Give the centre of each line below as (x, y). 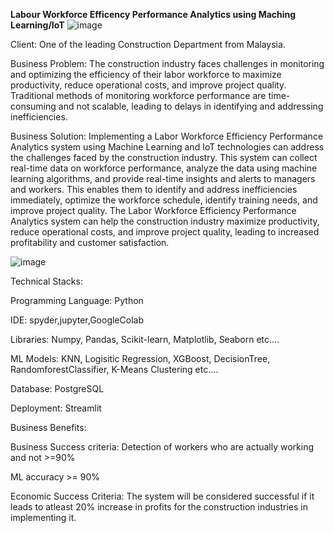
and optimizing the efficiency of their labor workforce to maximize (146, 74)
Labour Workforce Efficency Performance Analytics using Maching (153, 14)
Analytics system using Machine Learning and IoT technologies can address (167, 147)
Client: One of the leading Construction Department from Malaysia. (148, 44)
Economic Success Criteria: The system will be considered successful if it (162, 496)
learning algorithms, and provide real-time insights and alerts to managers (163, 178)
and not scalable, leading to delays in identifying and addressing (191, 106)
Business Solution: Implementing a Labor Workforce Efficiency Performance (167, 136)
